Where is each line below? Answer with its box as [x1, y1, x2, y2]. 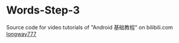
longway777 [6, 30, 37, 37]
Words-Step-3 [6, 4, 80, 17]
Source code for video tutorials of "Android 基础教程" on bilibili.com [6, 24, 173, 31]
